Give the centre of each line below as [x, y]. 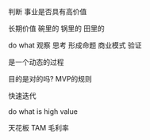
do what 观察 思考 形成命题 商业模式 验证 [75, 45]
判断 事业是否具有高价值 [48, 11]
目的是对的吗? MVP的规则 [50, 79]
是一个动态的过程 [36, 62]
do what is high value [43, 112]
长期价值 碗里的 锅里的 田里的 [56, 28]
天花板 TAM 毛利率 [39, 128]
